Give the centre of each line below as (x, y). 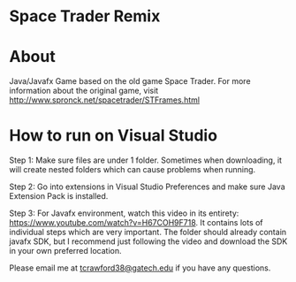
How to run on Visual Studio (114, 136)
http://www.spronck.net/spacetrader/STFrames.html (105, 100)
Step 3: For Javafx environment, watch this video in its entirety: (124, 213)
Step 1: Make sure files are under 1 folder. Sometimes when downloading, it (146, 160)
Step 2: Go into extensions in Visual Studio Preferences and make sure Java (147, 187)
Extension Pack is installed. (59, 196)
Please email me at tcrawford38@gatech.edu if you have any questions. (140, 268)
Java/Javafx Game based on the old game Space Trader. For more (130, 81)
